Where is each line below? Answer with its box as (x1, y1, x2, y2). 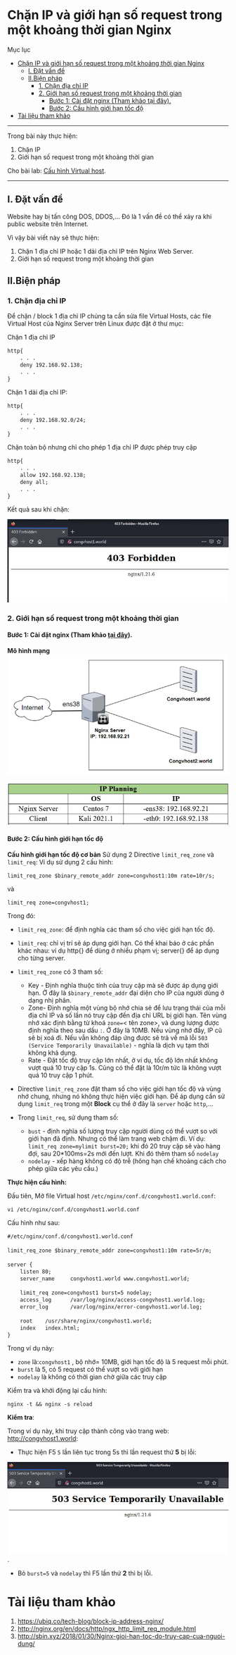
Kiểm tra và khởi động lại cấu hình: (7, 1386, 107, 1394)
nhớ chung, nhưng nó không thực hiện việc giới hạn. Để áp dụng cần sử (17, 1092, 225, 1101)
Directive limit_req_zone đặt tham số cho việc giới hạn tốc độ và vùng (17, 1084, 221, 1093)
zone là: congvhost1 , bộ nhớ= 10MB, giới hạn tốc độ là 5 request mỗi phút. (17, 1357, 229, 1366)
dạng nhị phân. (27, 996, 72, 1004)
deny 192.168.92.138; (20, 361, 83, 369)
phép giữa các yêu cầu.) (27, 1164, 98, 1172)
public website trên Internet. (7, 219, 89, 228)
